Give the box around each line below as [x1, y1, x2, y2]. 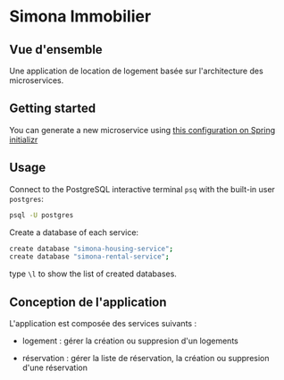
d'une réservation [21, 362, 88, 373]
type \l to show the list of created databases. [9, 268, 177, 279]
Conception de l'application [9, 294, 167, 309]
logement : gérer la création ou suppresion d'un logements [21, 335, 238, 346]
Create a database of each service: [9, 226, 139, 238]
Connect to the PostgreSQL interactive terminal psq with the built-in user [9, 183, 275, 194]
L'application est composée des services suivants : [9, 318, 197, 329]
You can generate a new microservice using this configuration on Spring [9, 124, 276, 135]
